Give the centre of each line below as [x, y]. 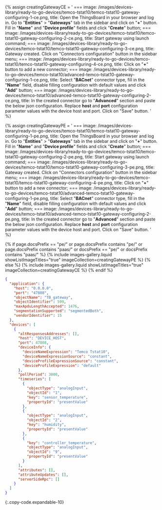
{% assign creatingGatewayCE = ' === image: [51, 7]
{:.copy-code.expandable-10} [35, 502]
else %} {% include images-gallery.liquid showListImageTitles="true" [74, 265]
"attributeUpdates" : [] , [43, 475]
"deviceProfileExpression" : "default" [62, 366]
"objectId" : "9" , [44, 452]
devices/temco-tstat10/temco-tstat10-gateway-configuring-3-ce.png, [75, 49]
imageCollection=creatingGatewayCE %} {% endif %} [59, 270]
